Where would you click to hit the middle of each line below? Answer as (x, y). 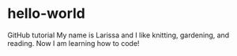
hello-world (47, 14)
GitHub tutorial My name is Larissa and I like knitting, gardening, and (118, 35)
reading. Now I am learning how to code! (73, 43)
